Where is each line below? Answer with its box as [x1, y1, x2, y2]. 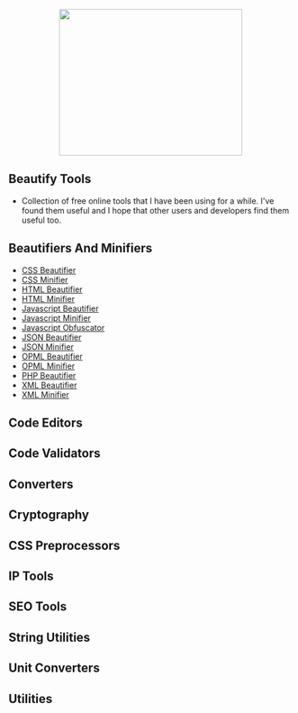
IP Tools [8, 568, 55, 583]
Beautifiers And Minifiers [8, 241, 153, 256]
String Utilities [8, 629, 91, 644]
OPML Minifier [21, 361, 76, 371]
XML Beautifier [21, 379, 77, 390]
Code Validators [8, 446, 101, 462]
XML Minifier [21, 388, 69, 400]
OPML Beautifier [21, 351, 83, 361]
